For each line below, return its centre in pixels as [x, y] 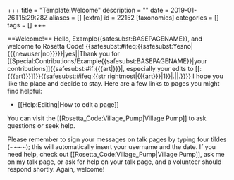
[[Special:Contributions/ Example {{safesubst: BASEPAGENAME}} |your [107, 61]
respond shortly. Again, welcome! [56, 169]
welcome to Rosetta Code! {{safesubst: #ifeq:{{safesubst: [90, 46]
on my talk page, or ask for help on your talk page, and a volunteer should [115, 162]
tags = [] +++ [27, 25]
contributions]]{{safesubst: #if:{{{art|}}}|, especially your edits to [100, 69]
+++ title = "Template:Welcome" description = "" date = [88, 10]
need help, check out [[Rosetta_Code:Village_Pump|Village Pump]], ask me [116, 154]
